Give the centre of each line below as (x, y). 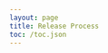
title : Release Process (54, 26)
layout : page (34, 18)
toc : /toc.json (38, 34)
